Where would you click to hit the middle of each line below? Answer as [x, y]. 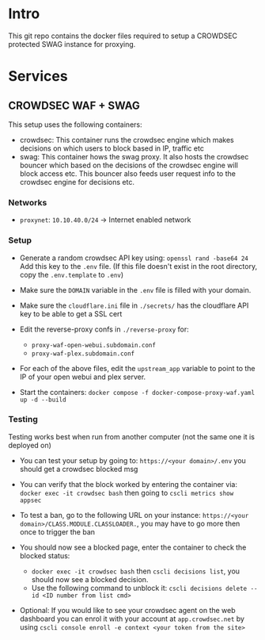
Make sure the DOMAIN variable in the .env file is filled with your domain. [135, 289]
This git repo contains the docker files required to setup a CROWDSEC [123, 36]
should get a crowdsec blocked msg [79, 469]
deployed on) [30, 445]
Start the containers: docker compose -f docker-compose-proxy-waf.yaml [137, 392]
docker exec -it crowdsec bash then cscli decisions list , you [135, 571]
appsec [30, 500]
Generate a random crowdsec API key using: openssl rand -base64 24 [134, 258]
